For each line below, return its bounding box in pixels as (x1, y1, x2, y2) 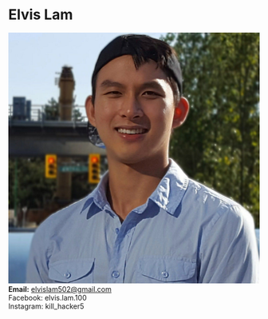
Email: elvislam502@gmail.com (8, 284, 112, 293)
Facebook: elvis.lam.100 (8, 293, 87, 302)
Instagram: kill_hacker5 (8, 301, 85, 311)
